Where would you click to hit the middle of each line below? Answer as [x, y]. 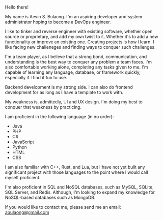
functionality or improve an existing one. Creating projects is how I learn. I [80, 42]
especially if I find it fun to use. [36, 78]
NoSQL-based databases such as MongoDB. [50, 197]
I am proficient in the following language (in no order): [59, 117]
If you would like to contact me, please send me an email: [63, 207]
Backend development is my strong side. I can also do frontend [69, 87]
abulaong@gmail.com [27, 212]
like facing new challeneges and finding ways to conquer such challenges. [81, 47]
